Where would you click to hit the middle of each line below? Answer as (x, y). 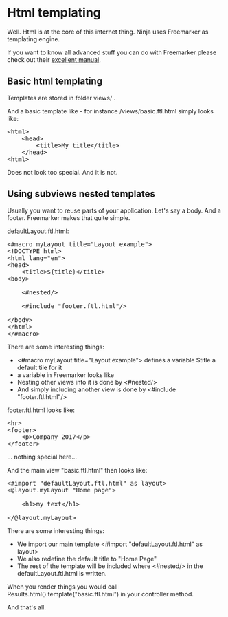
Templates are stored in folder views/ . (61, 98)
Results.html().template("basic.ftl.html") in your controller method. (101, 594)
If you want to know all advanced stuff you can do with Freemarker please (112, 52)
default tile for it (39, 367)
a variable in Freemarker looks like (66, 375)
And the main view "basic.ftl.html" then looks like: (77, 470)
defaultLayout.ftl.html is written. (62, 573)
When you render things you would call (62, 587)
